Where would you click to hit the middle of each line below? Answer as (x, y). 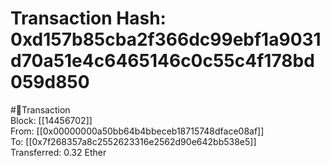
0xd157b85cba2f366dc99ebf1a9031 (166, 39)
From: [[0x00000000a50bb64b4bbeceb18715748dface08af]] (137, 131)
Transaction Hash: (88, 18)
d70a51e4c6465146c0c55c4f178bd (162, 61)
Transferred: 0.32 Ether (58, 152)
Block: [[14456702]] (51, 120)
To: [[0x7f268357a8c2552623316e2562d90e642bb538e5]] (133, 141)
